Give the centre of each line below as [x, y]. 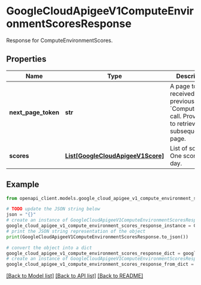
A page [180, 86]
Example [23, 185]
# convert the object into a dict [49, 248]
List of [179, 148]
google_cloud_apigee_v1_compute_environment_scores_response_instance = [99, 226]
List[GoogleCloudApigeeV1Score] [115, 156]
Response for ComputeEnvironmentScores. [60, 40]
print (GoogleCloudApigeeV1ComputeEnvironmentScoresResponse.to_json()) [97, 237]
